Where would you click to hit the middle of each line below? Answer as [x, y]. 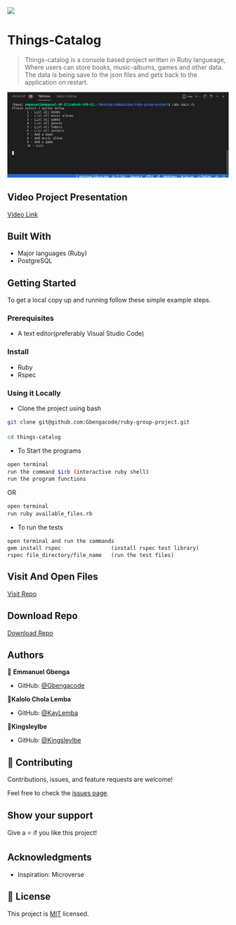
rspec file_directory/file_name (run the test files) [91, 556]
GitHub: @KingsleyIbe [49, 740]
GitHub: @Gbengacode [51, 686]
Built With [29, 236]
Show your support [50, 815]
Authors [26, 655]
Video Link [23, 214]
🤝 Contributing [40, 762]
